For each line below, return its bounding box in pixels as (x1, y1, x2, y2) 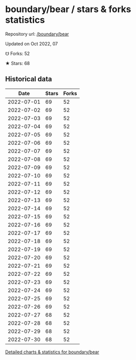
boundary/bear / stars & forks (5, 4, 131, 15)
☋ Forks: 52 (5, 50, 30, 56)
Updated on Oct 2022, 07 (5, 40, 58, 46)
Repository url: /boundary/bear (5, 31, 69, 37)
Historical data (5, 75, 52, 84)
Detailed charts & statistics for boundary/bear (5, 349, 99, 355)
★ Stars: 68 (5, 60, 30, 66)
